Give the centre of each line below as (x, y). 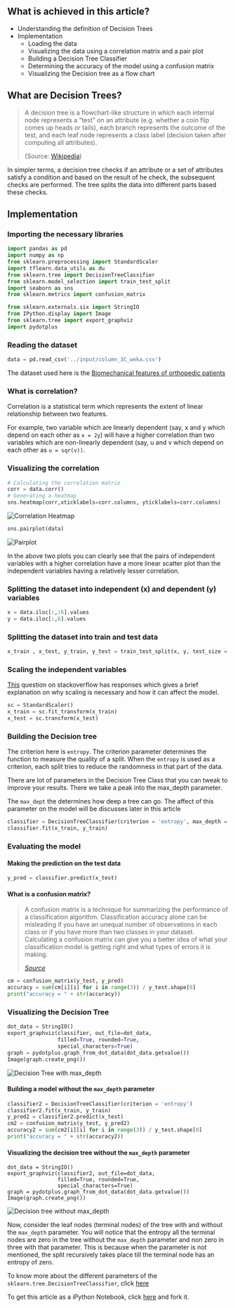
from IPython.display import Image (59, 314)
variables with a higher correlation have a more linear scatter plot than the (114, 563)
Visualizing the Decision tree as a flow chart (92, 73)
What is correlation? (43, 391)
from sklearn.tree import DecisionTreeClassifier (81, 275)
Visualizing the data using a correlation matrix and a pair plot (115, 51)
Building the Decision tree (52, 737)
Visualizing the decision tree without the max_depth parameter (99, 1153)
